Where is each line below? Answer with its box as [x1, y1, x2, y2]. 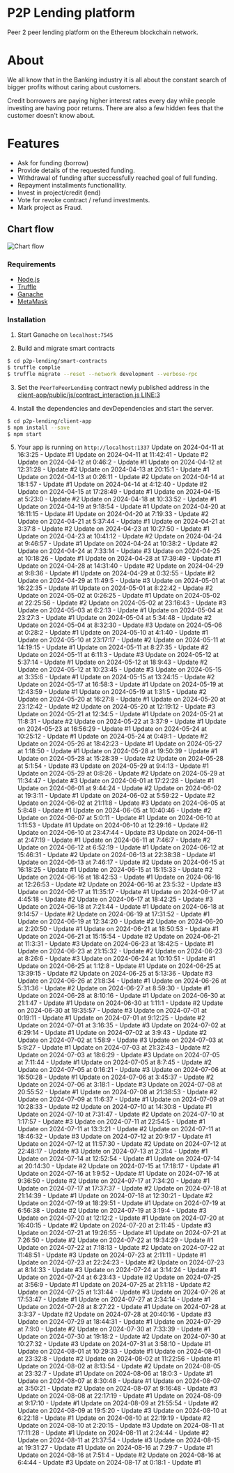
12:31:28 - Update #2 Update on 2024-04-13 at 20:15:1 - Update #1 [17, 465, 210, 474]
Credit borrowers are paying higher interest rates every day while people [7, 96, 216, 105]
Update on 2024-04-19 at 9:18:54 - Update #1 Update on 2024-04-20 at [17, 502, 226, 511]
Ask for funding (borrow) [17, 158, 89, 167]
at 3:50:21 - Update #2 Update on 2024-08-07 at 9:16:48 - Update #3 [17, 1384, 218, 1393]
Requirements [7, 259, 56, 269]
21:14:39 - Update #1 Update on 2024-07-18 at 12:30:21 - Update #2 [17, 1191, 213, 1200]
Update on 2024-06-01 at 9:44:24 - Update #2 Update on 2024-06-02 [17, 784, 221, 792]
